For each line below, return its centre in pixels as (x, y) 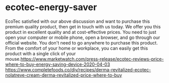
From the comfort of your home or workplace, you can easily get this (77, 48)
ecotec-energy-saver (51, 7)
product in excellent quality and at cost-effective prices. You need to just (81, 32)
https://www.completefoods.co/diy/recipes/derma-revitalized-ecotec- (78, 69)
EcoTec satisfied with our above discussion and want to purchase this (78, 21)
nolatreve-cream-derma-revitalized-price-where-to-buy (64, 75)
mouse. (13, 59)
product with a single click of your (41, 53)
